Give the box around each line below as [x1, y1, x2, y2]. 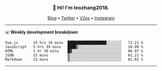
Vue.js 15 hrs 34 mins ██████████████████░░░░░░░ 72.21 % [5, 40, 144, 45]
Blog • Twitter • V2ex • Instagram [47, 15, 115, 21]
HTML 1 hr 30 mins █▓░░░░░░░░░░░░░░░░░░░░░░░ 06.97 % [5, 49, 144, 54]
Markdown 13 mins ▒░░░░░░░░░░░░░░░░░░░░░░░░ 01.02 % [5, 57, 144, 62]
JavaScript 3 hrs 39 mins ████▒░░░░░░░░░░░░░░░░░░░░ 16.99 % [5, 45, 144, 49]
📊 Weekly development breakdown [5, 29, 78, 35]
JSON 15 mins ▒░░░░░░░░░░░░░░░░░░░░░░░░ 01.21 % [5, 53, 144, 58]
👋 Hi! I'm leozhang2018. [53, 4, 109, 11]
